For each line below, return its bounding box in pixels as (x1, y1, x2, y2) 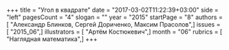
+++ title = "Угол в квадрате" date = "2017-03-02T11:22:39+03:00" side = (6, 6, 219, 14)
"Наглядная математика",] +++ (6, 35, 98, 43)
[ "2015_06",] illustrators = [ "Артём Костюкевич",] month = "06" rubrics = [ (6, 27, 223, 36)
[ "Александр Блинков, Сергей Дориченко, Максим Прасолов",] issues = (6, 21, 221, 28)
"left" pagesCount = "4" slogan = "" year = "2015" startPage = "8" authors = (6, 13, 223, 21)
